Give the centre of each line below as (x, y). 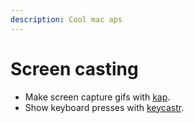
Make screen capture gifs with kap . (97, 97)
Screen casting (74, 68)
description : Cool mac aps (66, 19)
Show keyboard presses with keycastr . (104, 107)
